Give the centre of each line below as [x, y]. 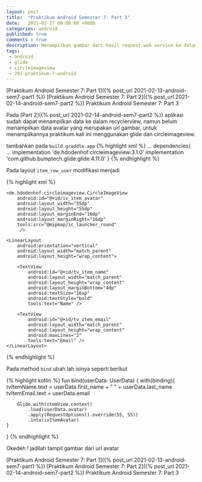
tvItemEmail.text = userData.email [48, 393]
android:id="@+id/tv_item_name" [69, 272]
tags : [13, 51]
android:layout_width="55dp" [54, 204]
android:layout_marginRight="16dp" [62, 220]
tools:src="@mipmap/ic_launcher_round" [67, 225]
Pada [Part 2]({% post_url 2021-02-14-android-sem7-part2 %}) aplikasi [95, 115]
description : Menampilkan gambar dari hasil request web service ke [94, 46]
